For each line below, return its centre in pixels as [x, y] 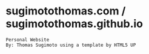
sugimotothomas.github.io [74, 24]
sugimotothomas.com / [66, 11]
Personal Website [28, 40]
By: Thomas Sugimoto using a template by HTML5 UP [71, 45]
